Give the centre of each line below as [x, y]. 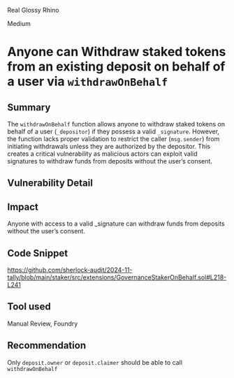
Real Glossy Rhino [33, 10]
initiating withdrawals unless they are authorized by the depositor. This [109, 146]
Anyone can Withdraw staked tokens [117, 52]
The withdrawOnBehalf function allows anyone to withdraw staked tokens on [116, 124]
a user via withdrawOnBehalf [88, 81]
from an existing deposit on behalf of [116, 67]
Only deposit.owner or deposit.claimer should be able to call [95, 362]
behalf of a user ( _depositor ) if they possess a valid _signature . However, [114, 131]
